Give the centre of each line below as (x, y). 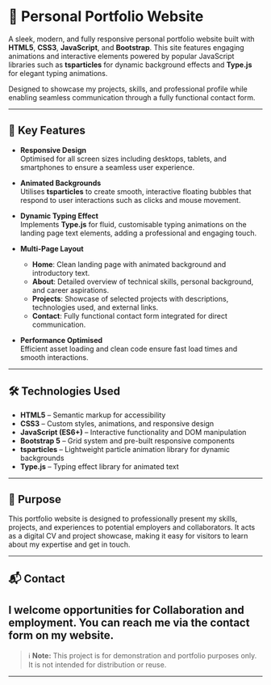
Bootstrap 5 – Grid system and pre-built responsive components (127, 441)
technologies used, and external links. (95, 307)
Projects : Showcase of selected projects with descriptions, (130, 298)
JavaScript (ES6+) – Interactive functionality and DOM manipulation (133, 432)
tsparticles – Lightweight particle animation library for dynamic (125, 449)
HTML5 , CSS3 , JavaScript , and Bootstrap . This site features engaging (126, 47)
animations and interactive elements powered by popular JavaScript (121, 56)
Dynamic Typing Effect (59, 216)
